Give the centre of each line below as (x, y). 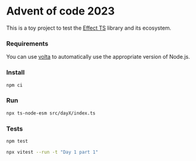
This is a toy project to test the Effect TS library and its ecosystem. (89, 28)
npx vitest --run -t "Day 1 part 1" (52, 152)
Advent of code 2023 (61, 11)
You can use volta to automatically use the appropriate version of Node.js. (98, 57)
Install (16, 73)
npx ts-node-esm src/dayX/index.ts (51, 113)
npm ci (14, 85)
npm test (17, 141)
